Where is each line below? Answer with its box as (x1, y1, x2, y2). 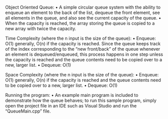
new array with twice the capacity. (5, 26, 77, 32)
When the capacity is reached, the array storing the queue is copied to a (5, 20, 155, 26)
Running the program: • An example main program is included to (5, 92, 139, 98)
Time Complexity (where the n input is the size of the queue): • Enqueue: (5, 35, 156, 41)
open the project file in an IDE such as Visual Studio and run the (5, 103, 137, 108)
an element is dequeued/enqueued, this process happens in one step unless (5, 51, 163, 57)
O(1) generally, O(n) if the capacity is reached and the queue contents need (5, 77, 161, 83)
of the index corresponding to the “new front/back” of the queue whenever (5, 46, 160, 52)
